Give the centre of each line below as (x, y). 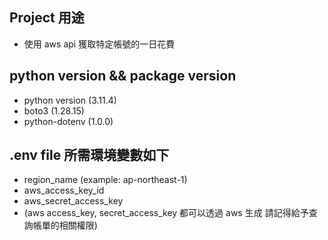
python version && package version (123, 76)
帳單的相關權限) (65, 225)
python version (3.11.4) (70, 100)
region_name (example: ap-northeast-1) (105, 180)
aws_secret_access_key (73, 201)
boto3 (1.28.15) (54, 110)
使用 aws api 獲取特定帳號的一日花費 (99, 44)
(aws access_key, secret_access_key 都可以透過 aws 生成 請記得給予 (166, 213)
